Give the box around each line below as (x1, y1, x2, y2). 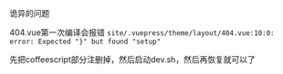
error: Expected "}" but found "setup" (9, 37, 162, 46)
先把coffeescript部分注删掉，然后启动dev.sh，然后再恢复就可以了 (9, 54, 256, 65)
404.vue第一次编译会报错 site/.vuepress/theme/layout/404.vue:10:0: (9, 27, 276, 38)
